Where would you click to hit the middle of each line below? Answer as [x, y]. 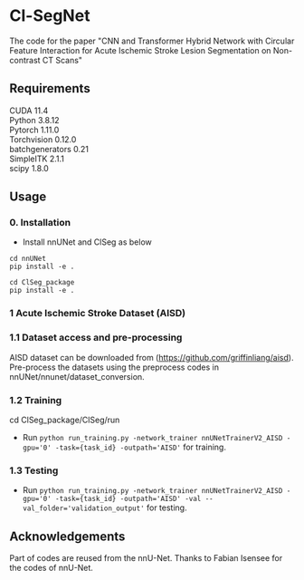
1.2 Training [36, 400]
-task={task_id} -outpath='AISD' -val [128, 499]
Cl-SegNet [50, 16]
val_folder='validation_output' [83, 508]
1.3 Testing [34, 470]
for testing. [166, 507]
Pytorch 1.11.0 [34, 130]
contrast [25, 60]
